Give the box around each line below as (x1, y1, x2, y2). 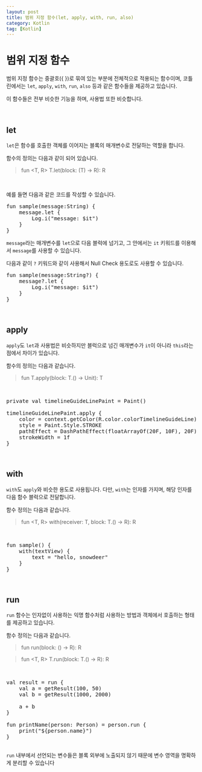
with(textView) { (19, 548, 71, 554)
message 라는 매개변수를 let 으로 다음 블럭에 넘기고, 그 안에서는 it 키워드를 (6, 240, 180, 246)
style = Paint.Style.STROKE (19, 422, 102, 428)
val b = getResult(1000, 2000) (19, 691, 112, 698)
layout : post (6, 8, 39, 15)
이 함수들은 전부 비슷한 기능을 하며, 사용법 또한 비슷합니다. (6, 95, 143, 103)
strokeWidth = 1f (19, 434, 71, 440)
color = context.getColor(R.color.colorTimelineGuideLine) (19, 416, 197, 422)
